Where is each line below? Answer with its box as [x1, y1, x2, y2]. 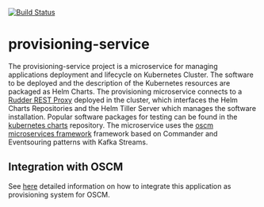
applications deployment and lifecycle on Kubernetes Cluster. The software [8, 70, 254, 79]
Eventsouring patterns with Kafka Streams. [8, 137, 148, 147]
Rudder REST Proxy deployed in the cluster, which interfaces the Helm [8, 95, 238, 105]
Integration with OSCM [8, 160, 124, 174]
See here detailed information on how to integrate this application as [8, 181, 231, 190]
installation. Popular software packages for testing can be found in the [8, 112, 238, 121]
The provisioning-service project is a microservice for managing [8, 61, 218, 71]
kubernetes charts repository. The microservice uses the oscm [8, 120, 214, 130]
